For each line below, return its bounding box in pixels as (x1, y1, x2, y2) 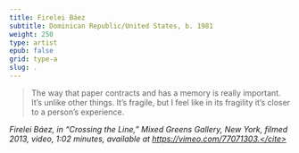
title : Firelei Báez (9, 13, 87, 22)
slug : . (9, 64, 38, 72)
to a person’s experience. (30, 106, 125, 117)
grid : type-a (9, 55, 58, 64)
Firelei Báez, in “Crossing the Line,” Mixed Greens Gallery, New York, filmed (9, 123, 288, 134)
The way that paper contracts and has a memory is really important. (30, 87, 281, 98)
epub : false (9, 47, 54, 55)
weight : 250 (9, 30, 54, 38)
